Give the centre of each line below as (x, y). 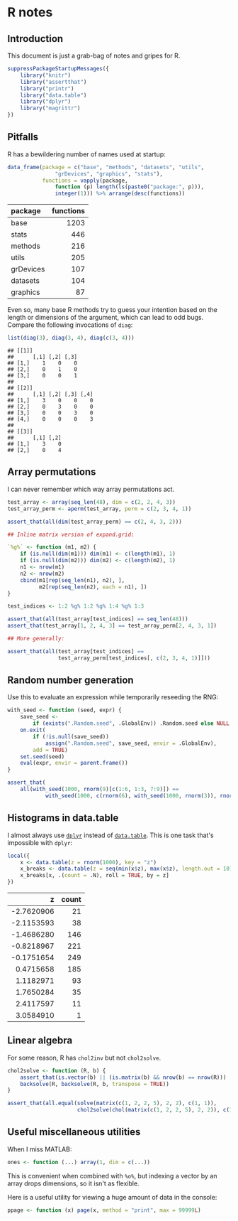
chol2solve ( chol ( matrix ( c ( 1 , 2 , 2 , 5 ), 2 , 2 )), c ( (153, 1110)
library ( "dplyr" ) (46, 102)
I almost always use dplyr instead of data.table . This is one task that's (110, 835)
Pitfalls (23, 137)
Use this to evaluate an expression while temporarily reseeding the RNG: (113, 697)
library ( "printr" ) (47, 88)
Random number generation (70, 681)
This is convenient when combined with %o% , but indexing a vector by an (112, 1176)
